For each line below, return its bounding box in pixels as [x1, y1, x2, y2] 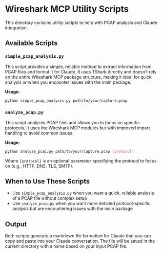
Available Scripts [5, 39, 58, 47]
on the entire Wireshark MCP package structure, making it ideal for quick [5, 74, 152, 80]
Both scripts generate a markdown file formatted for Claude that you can [5, 233, 151, 239]
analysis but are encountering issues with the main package [12, 206, 133, 211]
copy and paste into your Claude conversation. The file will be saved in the [5, 238, 155, 244]
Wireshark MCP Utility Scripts [5, 3, 129, 15]
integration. [5, 24, 28, 30]
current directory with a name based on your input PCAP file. [5, 243, 128, 249]
